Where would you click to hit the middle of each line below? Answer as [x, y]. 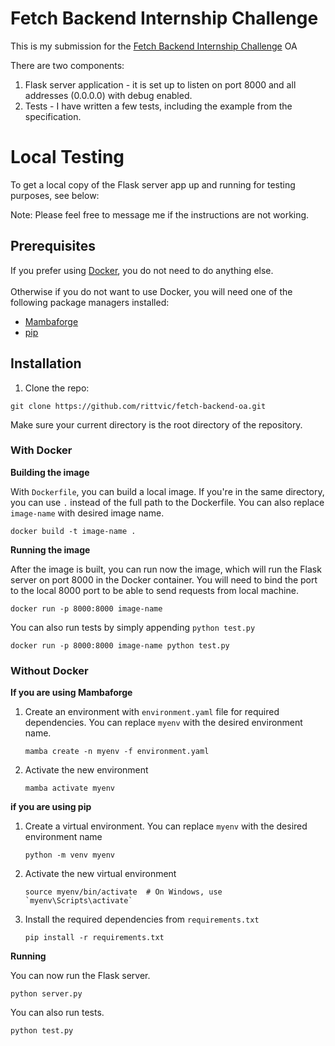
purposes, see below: [55, 195]
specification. [53, 116]
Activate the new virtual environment [100, 874]
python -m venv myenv [69, 855]
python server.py [46, 994]
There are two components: [67, 65]
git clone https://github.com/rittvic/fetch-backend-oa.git [138, 406]
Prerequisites [53, 246]
